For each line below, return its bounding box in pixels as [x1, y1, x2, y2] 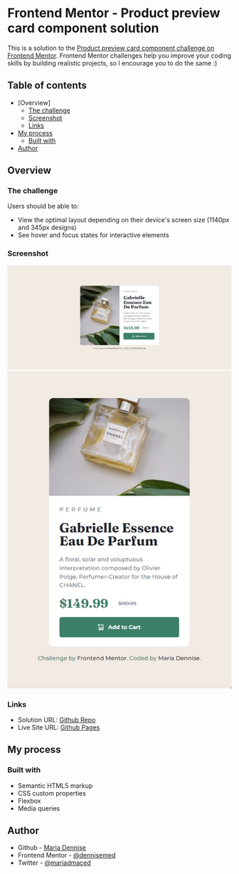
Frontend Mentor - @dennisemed [17, 851, 116, 860]
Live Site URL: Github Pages [17, 723, 100, 732]
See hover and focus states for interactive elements [17, 231, 169, 239]
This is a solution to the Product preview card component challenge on [7, 43, 215, 52]
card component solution [7, 20, 159, 36]
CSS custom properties [17, 789, 87, 797]
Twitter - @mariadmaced [17, 858, 91, 867]
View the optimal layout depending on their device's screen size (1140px [17, 216, 230, 224]
